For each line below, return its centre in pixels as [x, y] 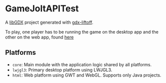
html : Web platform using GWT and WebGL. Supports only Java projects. [87, 75]
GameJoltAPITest [42, 9]
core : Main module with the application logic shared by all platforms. [82, 64]
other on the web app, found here [39, 37]
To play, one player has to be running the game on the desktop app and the [82, 32]
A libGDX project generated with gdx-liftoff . [49, 22]
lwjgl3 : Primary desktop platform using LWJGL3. [62, 70]
